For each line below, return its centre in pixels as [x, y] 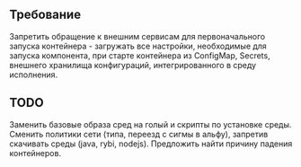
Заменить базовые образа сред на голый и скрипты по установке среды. [150, 124]
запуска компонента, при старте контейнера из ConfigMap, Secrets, [140, 55]
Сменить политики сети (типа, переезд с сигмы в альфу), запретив [139, 134]
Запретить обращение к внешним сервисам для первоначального [137, 36]
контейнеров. [35, 153]
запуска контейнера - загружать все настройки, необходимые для [138, 46]
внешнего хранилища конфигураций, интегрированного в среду [133, 65]
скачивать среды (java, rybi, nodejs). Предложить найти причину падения [151, 144]
